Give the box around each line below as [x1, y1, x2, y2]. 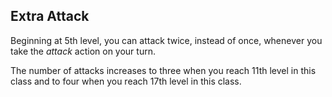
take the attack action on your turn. [10, 45, 156, 57]
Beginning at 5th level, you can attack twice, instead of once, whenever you [10, 34, 323, 46]
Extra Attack [10, 8, 90, 25]
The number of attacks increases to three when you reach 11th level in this [10, 64, 317, 76]
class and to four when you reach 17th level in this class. [10, 75, 242, 87]
